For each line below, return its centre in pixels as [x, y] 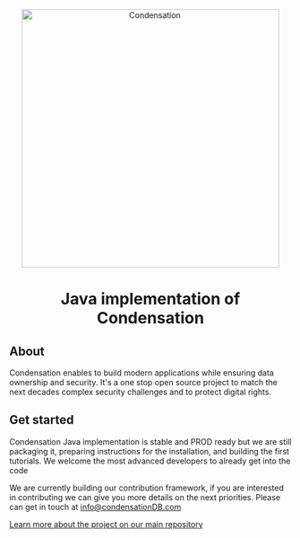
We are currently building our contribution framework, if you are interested [146, 488]
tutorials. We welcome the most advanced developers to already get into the [150, 461]
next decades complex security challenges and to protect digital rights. [140, 392]
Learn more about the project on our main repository [106, 524]
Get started [42, 420]
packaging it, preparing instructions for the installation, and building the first [149, 451]
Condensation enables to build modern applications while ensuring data [142, 373]
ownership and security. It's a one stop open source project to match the [143, 382]
